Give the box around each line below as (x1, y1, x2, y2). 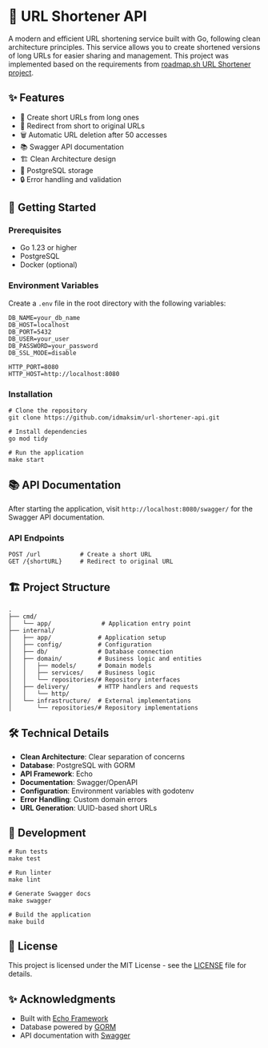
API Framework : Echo (19, 769, 94, 779)
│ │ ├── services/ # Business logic (8, 669, 156, 677)
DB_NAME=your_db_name (8, 314, 81, 322)
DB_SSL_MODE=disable (8, 349, 78, 357)
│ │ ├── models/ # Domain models (8, 662, 152, 670)
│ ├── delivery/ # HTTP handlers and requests (8, 682, 198, 690)
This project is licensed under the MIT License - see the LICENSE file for (8, 961, 246, 970)
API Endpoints (8, 532, 65, 544)
